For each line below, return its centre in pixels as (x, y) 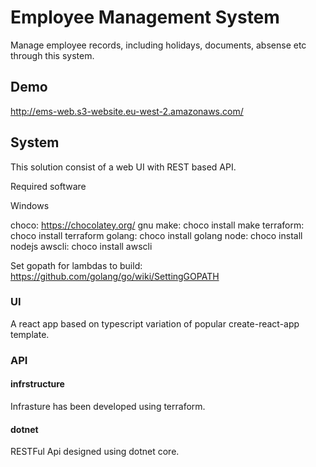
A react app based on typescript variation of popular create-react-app (155, 323)
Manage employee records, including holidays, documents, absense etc (158, 45)
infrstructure (37, 384)
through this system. (52, 55)
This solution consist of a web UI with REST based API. (123, 167)
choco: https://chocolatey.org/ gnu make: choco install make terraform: (157, 225)
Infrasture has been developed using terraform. (108, 406)
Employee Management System (145, 17)
